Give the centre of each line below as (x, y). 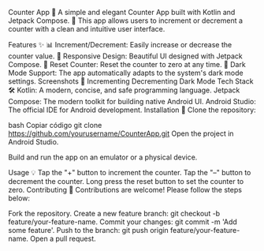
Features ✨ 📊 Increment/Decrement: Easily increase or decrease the (120, 45)
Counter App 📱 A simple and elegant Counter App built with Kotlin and (122, 12)
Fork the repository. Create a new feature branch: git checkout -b (114, 214)
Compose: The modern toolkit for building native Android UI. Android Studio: (132, 101)
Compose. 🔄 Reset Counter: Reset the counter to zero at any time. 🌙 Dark (127, 64)
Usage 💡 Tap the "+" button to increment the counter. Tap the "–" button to (130, 172)
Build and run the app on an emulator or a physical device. (103, 157)
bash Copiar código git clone (55, 125)
